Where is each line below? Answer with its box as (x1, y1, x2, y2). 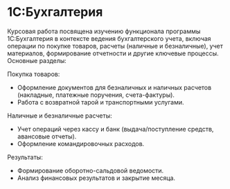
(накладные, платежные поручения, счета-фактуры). (17, 91, 175, 99)
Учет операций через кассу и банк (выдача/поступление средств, (17, 125, 214, 133)
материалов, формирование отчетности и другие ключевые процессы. (7, 49, 220, 57)
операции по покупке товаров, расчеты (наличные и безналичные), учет (7, 42, 224, 50)
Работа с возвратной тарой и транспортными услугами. (17, 98, 185, 106)
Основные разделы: (7, 56, 67, 64)
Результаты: (7, 153, 43, 161)
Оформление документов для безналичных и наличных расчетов (17, 83, 212, 91)
